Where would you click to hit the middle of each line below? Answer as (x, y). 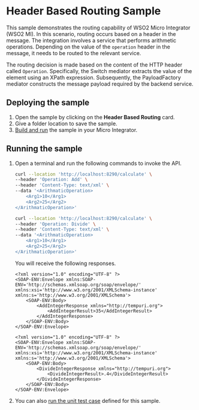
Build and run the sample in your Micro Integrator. (76, 129)
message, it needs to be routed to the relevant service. (74, 53)
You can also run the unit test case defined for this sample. (88, 400)
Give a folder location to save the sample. (66, 123)
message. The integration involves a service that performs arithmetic (91, 40)
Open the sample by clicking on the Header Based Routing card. (95, 117)
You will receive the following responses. (65, 263)
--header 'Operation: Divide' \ (55, 224)
